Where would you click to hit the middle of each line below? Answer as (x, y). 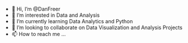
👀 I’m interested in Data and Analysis (56, 15)
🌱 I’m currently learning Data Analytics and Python (72, 21)
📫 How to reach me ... (39, 34)
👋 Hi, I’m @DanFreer (36, 9)
